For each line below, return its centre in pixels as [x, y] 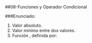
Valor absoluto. [27, 25]
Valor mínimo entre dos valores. [44, 30]
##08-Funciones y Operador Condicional [46, 7]
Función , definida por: [34, 36]
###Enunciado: [20, 16]
